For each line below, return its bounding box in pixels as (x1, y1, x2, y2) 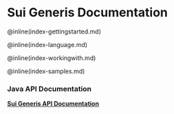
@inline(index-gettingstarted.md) (7, 27, 102, 35)
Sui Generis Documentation (7, 5, 168, 20)
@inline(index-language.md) (7, 40, 88, 48)
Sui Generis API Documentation (7, 100, 100, 108)
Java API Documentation (7, 84, 91, 94)
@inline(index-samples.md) (7, 67, 85, 75)
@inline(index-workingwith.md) (7, 53, 96, 62)
